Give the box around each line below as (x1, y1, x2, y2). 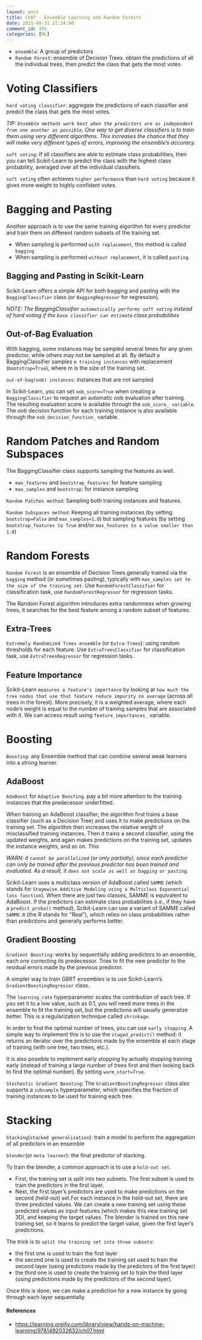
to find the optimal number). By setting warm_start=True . (6, 1068, 146, 1075)
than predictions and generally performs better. (6, 917, 124, 924)
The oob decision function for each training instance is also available (6, 406, 177, 414)
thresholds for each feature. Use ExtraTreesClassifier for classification (6, 646, 185, 653)
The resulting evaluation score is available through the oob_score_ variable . (6, 400, 195, 408)
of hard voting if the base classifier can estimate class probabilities (6, 311, 180, 318)
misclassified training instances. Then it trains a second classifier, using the (6, 830, 194, 837)
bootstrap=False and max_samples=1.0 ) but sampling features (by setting (6, 515, 185, 522)
